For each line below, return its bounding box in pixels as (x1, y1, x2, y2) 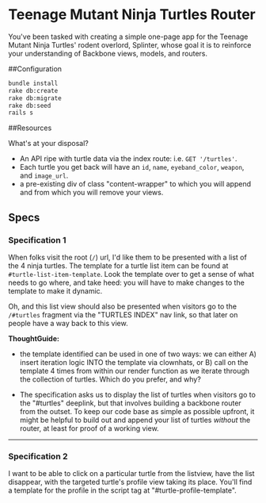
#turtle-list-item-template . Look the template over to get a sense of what (8, 270, 255, 278)
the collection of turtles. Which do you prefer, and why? (19, 374, 202, 384)
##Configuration (8, 63, 62, 73)
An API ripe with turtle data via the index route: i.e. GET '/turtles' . (19, 154, 237, 163)
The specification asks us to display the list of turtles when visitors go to (19, 390, 256, 399)
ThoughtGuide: (8, 334, 59, 343)
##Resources (8, 123, 52, 132)
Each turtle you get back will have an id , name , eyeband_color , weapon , (19, 163, 245, 172)
